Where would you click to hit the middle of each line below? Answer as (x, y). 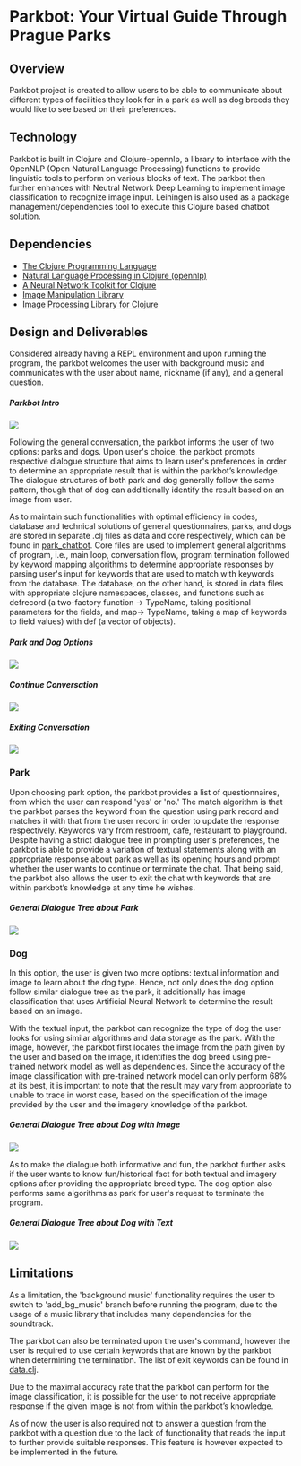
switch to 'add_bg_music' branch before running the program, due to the (143, 1304)
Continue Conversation (54, 684)
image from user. (41, 499)
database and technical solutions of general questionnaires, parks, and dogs (150, 526)
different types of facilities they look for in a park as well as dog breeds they (150, 100)
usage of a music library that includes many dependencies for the (131, 1314)
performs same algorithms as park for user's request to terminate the (137, 1193)
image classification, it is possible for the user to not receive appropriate (142, 1396)
